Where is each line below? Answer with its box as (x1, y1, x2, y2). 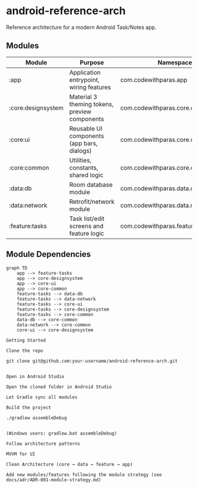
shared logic (69, 171, 104, 179)
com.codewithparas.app (120, 76, 187, 84)
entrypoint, (69, 76, 100, 84)
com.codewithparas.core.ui (120, 135, 196, 144)
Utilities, (69, 156, 92, 164)
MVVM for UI (6, 451, 35, 457)
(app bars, (69, 139, 98, 147)
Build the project (6, 405, 51, 410)
